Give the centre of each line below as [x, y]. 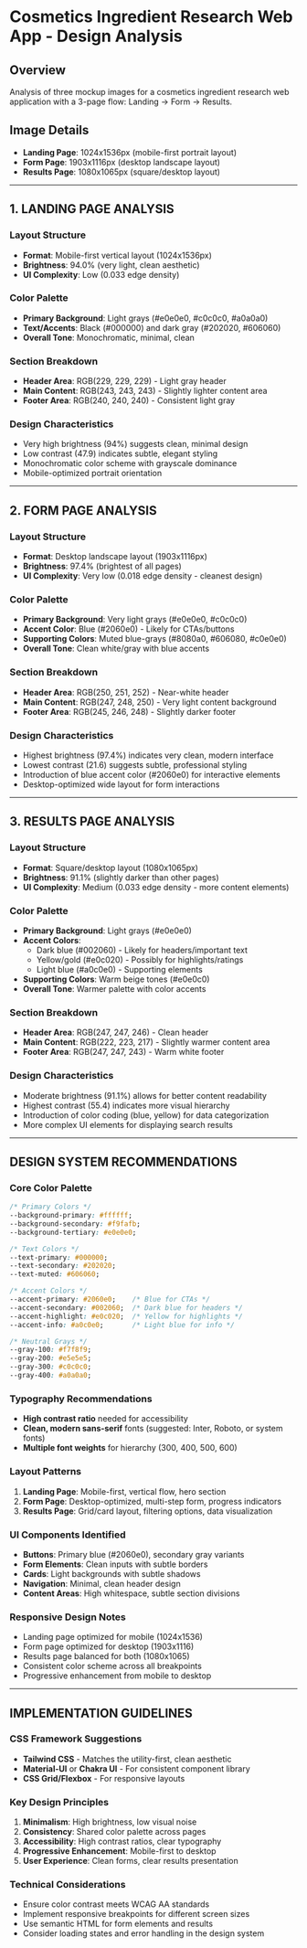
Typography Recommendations [81, 1399]
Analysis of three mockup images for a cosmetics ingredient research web [149, 92]
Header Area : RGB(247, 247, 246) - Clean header [116, 1033]
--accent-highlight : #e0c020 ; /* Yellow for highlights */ [127, 1316]
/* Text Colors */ [44, 1249]
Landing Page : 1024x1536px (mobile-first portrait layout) [130, 152]
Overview [38, 70]
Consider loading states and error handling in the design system [143, 1933]
